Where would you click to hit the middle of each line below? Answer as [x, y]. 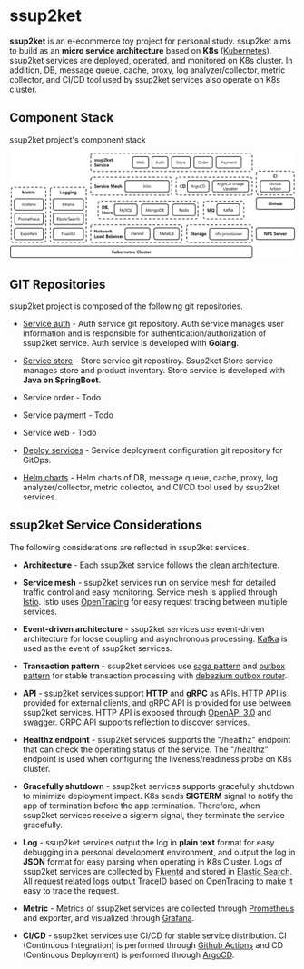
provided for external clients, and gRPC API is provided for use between [157, 702]
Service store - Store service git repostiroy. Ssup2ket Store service [148, 361]
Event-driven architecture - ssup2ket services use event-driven [143, 628]
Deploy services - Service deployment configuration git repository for [152, 450]
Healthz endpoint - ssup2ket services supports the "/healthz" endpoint [157, 739]
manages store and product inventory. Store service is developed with [154, 371]
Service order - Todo [62, 398]
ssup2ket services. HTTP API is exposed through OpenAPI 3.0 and [147, 712]
